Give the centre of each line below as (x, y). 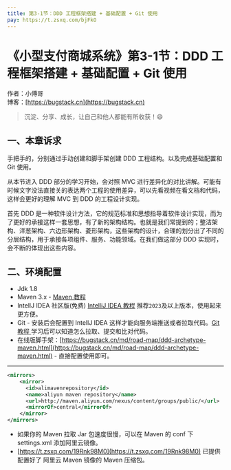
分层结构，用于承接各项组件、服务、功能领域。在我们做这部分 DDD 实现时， (115, 239)
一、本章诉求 (34, 141)
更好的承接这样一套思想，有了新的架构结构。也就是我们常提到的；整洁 (112, 222)
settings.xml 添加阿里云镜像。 (59, 443)
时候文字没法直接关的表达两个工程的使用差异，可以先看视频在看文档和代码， (115, 191)
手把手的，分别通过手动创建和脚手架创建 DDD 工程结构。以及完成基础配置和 (115, 158)
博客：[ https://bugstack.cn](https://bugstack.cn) (76, 102)
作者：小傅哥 (25, 94)
